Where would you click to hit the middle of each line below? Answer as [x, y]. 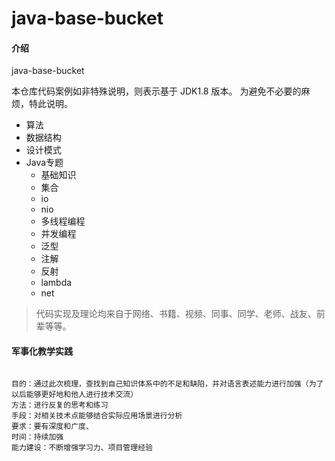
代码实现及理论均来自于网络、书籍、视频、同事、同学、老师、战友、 [176, 314]
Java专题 [44, 163]
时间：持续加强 [37, 437]
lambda [56, 283]
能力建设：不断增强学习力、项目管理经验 [82, 447]
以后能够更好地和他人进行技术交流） [75, 394]
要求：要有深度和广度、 [52, 426]
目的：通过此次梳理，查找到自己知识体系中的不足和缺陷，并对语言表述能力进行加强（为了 [167, 383]
